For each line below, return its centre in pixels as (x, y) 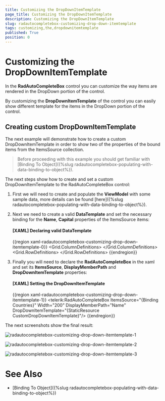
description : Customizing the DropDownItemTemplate (59, 19)
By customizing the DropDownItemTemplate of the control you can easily (81, 101)
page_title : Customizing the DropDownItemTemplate (58, 14)
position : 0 (17, 38)
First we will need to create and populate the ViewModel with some (82, 194)
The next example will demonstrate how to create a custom (66, 139)
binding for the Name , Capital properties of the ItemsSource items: (81, 219)
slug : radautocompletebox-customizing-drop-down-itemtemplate (71, 24)
